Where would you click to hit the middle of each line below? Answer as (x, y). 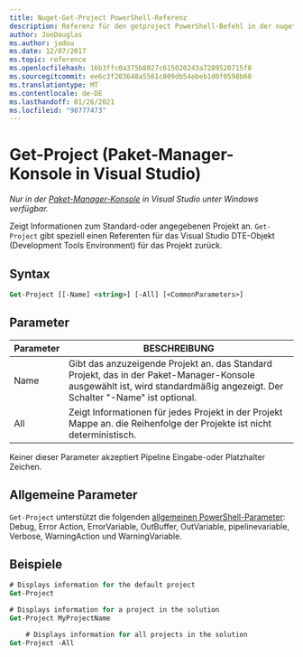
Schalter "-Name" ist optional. (132, 397)
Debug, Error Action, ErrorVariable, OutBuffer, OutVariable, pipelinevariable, (150, 526)
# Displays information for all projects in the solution (137, 634)
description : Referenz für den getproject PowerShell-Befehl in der (141, 26)
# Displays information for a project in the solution (115, 610)
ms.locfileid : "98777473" (58, 110)
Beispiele (36, 564)
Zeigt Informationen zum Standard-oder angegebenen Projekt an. (131, 226)
